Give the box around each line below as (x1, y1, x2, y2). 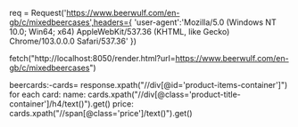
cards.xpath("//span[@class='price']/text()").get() (9, 108, 194, 118)
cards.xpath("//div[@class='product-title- (87, 89, 241, 99)
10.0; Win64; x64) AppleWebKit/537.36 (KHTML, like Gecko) (9, 27, 230, 36)
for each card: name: (9, 89, 87, 99)
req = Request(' (9, 8, 67, 18)
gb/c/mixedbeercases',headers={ (9, 17, 132, 28)
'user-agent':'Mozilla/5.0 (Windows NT (133, 17, 277, 28)
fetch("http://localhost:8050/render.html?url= (9, 53, 176, 63)
